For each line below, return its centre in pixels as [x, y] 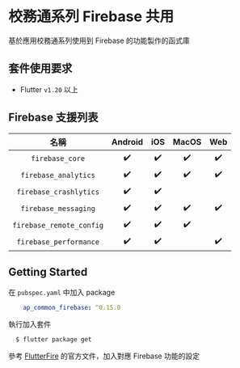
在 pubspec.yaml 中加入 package [62, 293]
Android [128, 142]
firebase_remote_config [58, 226]
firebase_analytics [58, 176]
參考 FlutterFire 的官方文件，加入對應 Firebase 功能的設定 [104, 356]
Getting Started [48, 272]
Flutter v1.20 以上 [49, 89]
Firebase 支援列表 [53, 118]
